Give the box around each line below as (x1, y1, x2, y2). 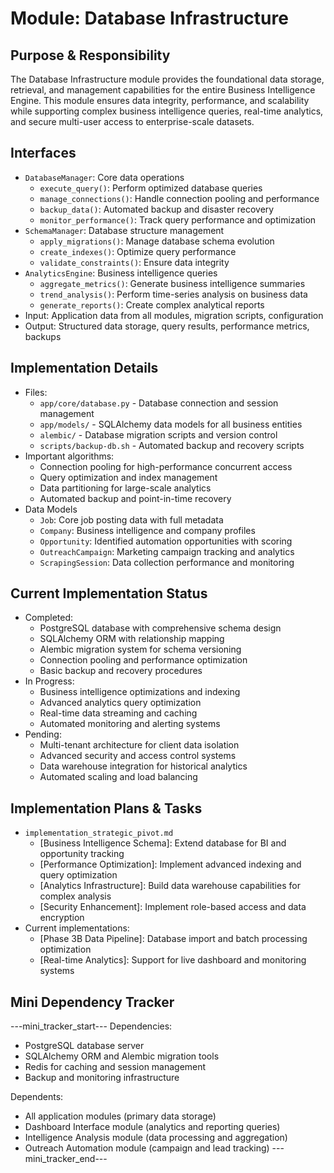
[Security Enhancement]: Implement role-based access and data (39, 901, 307, 913)
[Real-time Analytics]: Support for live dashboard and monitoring (39, 954, 307, 966)
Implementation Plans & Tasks (10, 800, 203, 817)
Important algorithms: (24, 450, 115, 462)
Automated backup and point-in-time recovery (39, 492, 232, 504)
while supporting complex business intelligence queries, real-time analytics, (10, 105, 324, 117)
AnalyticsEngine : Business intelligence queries (24, 267, 218, 279)
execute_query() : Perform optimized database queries (39, 182, 263, 194)
